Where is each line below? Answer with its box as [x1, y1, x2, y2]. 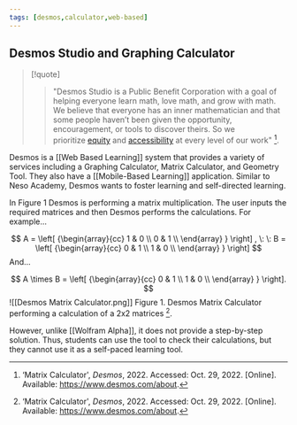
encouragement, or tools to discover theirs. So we [52, 124, 236, 135]
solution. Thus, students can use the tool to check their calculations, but [9, 334, 272, 345]
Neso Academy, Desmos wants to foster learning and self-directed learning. [9, 181, 286, 191]
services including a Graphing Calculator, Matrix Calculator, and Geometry [9, 161, 280, 173]
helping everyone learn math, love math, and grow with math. [52, 96, 277, 106]
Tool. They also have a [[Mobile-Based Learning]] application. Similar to [9, 171, 270, 182]
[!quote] [30, 69, 60, 80]
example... [9, 216, 47, 227]
